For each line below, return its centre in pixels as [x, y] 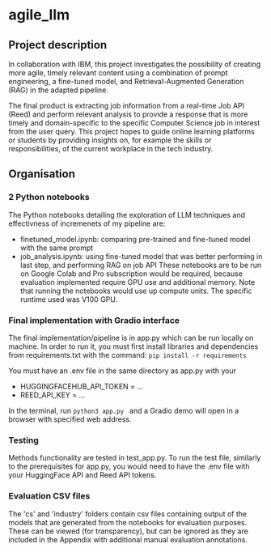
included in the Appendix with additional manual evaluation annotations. [128, 539]
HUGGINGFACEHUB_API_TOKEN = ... [82, 386]
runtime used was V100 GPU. [69, 299]
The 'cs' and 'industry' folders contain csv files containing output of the [128, 514]
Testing [23, 440]
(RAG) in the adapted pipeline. [59, 90]
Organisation [42, 174]
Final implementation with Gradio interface [94, 320]
